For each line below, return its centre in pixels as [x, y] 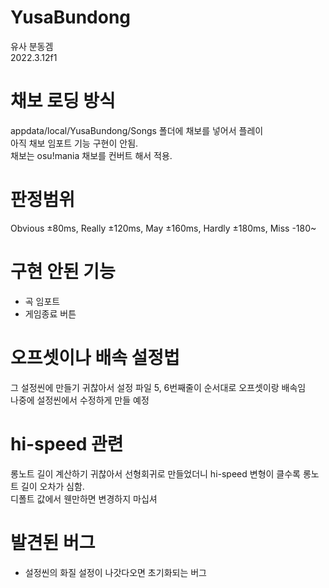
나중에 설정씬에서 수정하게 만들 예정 [80, 400]
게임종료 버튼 [50, 313]
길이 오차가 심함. [52, 486]
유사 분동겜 [32, 46]
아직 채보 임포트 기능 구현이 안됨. [74, 143]
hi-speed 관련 [67, 443]
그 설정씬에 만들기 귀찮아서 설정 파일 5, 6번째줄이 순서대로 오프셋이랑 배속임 [158, 387]
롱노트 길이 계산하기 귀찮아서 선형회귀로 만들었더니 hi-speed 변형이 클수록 [155, 473]
